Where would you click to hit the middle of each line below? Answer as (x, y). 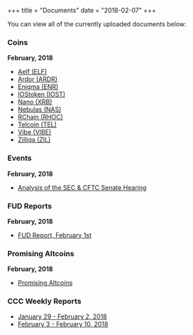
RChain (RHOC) (40, 117)
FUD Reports (29, 206)
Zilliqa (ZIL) (34, 140)
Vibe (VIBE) (34, 132)
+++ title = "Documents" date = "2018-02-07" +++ (82, 10)
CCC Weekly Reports (44, 302)
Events (20, 158)
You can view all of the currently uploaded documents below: (97, 24)
